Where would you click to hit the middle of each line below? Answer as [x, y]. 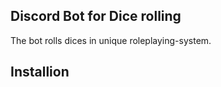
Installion [40, 72]
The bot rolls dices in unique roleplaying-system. [111, 40]
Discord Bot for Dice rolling [96, 16]
